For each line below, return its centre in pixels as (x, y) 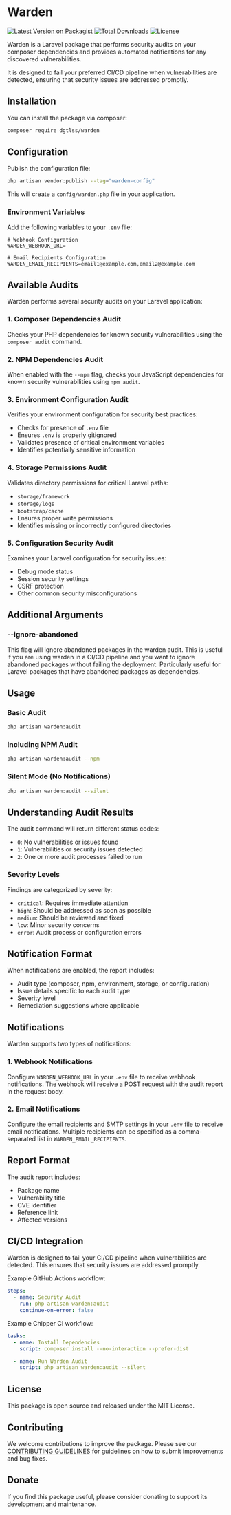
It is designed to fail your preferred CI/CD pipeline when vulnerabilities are (112, 72)
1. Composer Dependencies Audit (64, 319)
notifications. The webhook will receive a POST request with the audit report (115, 1084)
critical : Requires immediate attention (73, 903)
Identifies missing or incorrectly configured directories (94, 525)
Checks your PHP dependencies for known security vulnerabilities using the (115, 334)
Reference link (37, 1212)
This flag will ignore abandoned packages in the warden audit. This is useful (115, 649)
